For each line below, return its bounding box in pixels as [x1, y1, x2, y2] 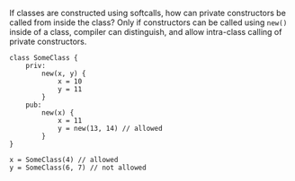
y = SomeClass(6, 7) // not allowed [9, 163, 147, 172]
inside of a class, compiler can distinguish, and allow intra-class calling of [9, 27, 282, 37]
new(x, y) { [41, 69, 87, 78]
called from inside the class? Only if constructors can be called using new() [9, 17, 288, 28]
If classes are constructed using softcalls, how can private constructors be [9, 8, 286, 18]
